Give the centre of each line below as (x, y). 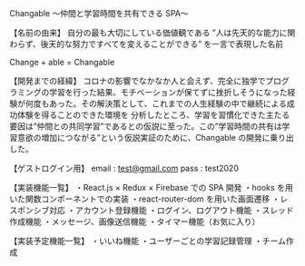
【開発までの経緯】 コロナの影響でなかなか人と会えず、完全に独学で (138, 81)
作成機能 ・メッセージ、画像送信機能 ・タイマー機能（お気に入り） (135, 222)
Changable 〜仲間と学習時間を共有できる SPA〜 (99, 13)
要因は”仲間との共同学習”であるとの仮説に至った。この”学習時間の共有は (146, 126)
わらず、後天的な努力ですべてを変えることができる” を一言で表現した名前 (147, 44)
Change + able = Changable (62, 62)
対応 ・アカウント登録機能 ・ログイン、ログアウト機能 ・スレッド (171, 210)
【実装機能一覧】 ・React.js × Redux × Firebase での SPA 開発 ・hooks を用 (151, 187)
